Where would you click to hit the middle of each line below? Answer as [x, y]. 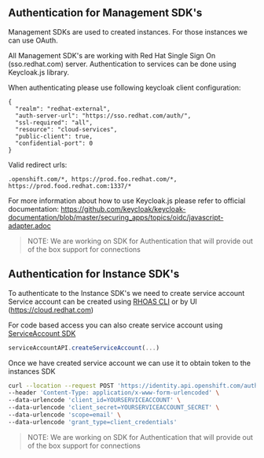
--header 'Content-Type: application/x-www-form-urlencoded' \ [114, 393]
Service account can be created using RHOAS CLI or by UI [103, 301]
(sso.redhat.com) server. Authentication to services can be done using [123, 64]
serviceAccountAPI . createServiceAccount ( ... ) [84, 348]
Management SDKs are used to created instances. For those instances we [128, 31]
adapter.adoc [29, 225]
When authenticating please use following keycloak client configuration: [125, 87]
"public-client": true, [54, 136]
